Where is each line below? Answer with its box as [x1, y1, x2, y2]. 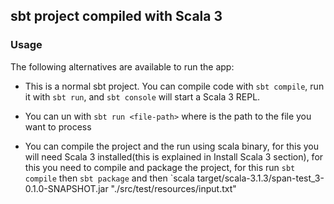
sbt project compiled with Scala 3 [10, 8, 223, 25]
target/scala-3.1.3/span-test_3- [196, 172, 325, 184]
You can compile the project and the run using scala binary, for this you [24, 140, 319, 152]
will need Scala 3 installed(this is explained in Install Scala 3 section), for [24, 150, 324, 163]
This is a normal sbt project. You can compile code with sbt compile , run [24, 80, 325, 92]
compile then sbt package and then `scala [24, 172, 195, 184]
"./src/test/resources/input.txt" [110, 182, 237, 194]
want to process [24, 120, 92, 133]
